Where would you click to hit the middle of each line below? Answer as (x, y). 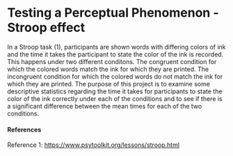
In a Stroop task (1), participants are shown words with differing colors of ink (116, 47)
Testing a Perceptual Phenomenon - (113, 13)
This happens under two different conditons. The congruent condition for (112, 61)
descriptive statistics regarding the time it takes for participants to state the (115, 91)
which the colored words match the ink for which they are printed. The (108, 69)
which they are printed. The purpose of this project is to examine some (109, 84)
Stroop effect (46, 28)
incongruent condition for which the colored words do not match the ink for (115, 76)
